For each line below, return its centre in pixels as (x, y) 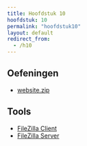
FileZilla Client (37, 128)
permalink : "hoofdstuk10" (44, 26)
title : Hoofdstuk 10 (37, 13)
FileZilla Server (38, 136)
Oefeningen (33, 73)
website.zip (33, 90)
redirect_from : (29, 39)
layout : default (30, 33)
